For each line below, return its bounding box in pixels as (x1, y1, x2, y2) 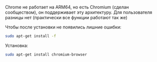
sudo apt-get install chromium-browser (5, 52, 87, 57)
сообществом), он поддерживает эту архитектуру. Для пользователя (5, 9, 153, 15)
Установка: (5, 42, 29, 48)
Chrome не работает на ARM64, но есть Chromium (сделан (5, 4, 129, 10)
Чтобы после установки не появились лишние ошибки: (5, 24, 122, 30)
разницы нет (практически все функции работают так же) (5, 15, 127, 20)
